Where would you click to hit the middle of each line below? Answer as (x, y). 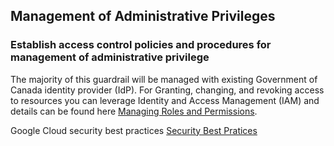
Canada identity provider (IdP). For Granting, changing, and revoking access (167, 90)
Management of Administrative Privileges (143, 16)
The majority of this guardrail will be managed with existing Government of (164, 79)
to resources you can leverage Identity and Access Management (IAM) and (165, 100)
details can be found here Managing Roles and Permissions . (134, 111)
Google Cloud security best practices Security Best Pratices (134, 130)
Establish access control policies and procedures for (141, 45)
